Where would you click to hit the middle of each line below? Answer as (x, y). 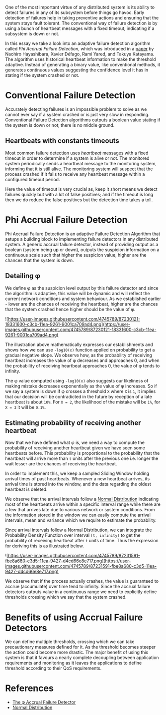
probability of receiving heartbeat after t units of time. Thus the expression (82, 541)
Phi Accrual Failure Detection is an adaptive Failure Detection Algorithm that (83, 234)
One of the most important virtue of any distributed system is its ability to (80, 7)
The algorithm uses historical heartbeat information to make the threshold (81, 59)
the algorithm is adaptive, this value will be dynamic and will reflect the (78, 293)
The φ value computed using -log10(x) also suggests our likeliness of (77, 380)
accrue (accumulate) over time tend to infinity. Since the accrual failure (78, 587)
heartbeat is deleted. (26, 489)
